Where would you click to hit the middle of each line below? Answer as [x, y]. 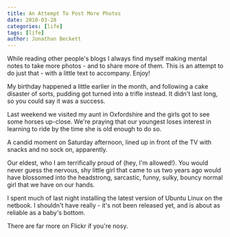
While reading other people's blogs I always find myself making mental [107, 58]
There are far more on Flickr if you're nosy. [68, 226]
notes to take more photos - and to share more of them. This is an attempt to [115, 66]
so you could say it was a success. [56, 101]
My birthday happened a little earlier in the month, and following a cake [108, 87]
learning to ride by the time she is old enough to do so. [84, 129]
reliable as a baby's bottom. [46, 213]
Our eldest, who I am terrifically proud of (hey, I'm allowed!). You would [108, 163]
